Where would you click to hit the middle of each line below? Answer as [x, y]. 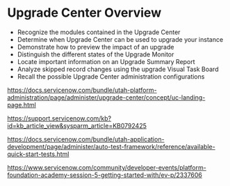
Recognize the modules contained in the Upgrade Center [99, 32]
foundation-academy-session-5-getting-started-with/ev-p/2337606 [105, 175]
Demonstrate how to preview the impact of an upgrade [96, 47]
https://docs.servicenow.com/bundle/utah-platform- [82, 90]
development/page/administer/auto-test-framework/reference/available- [111, 146]
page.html [22, 104]
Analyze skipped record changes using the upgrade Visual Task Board [118, 69]
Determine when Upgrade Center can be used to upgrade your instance [120, 39]
